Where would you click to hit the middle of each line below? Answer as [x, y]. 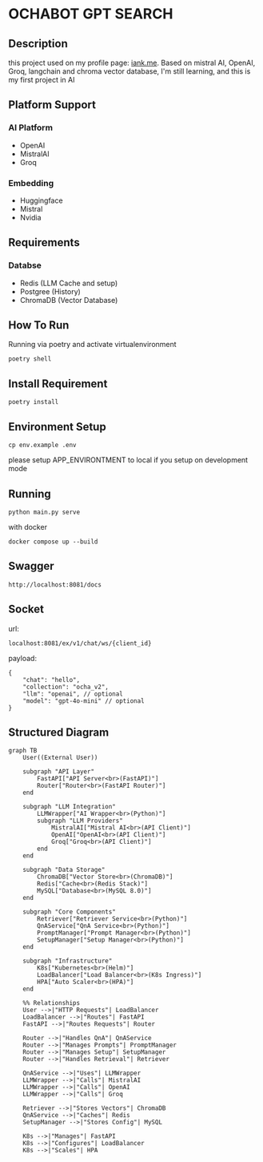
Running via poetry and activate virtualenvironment [93, 345]
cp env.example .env [43, 446]
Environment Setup [57, 427]
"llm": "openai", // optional [73, 694]
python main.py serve [44, 512]
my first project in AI [42, 80]
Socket [26, 609]
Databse [25, 265]
